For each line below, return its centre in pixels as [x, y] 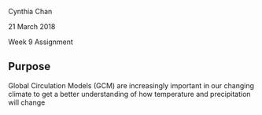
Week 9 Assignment [41, 42]
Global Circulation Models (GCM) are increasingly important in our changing [131, 85]
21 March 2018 [32, 26]
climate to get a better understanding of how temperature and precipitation [129, 94]
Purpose [30, 67]
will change [27, 102]
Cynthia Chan [30, 11]
